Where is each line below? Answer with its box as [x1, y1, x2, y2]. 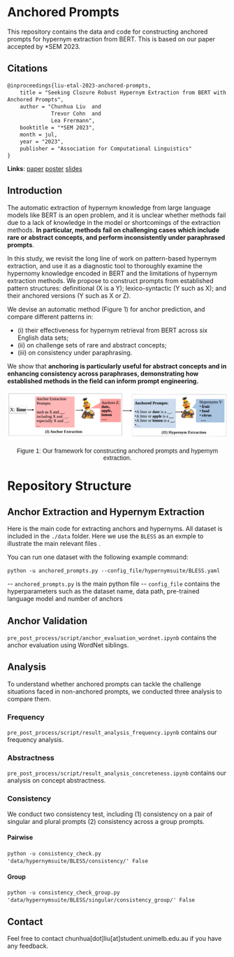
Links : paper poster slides [7, 164, 82, 172]
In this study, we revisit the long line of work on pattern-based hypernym [7, 254, 217, 263]
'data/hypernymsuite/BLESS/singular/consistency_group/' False [7, 897, 196, 904]
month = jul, [20, 131, 58, 138]
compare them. [7, 694, 51, 703]
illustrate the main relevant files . [7, 539, 101, 548]
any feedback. [7, 942, 49, 950]
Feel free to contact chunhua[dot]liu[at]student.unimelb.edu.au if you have [7, 935, 222, 942]
